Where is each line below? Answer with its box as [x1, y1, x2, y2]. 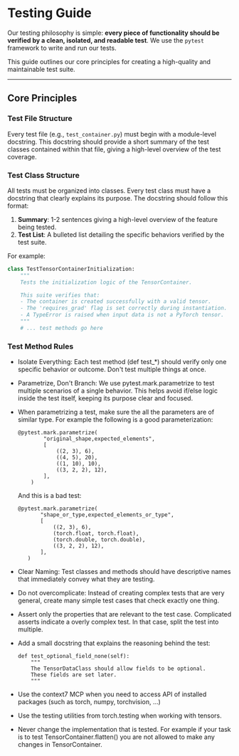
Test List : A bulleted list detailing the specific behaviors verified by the [17, 230, 225, 239]
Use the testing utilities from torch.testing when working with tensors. [17, 711, 222, 720]
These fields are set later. [31, 671, 117, 678]
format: [7, 201, 29, 210]
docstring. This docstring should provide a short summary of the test [7, 137, 210, 146]
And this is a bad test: [17, 491, 82, 500]
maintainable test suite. [7, 65, 76, 73]
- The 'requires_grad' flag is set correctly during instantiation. [20, 304, 228, 312]
